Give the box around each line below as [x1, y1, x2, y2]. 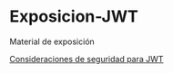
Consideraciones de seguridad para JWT [9, 53, 164, 64]
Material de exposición [9, 36, 96, 47]
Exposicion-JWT [9, 6, 138, 27]
